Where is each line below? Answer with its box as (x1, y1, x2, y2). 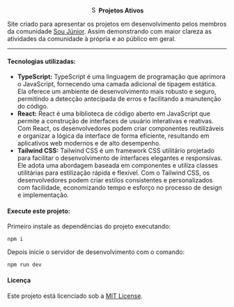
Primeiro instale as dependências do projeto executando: (7, 222, 171, 230)
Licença (7, 276, 31, 284)
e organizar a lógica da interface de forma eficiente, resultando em (17, 132, 210, 140)
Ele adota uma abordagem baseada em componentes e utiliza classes (17, 162, 218, 170)
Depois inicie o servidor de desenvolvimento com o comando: (7, 248, 185, 256)
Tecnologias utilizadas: (7, 57, 77, 65)
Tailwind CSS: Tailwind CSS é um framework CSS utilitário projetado (17, 146, 214, 155)
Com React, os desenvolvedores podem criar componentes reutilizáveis (17, 125, 224, 133)
